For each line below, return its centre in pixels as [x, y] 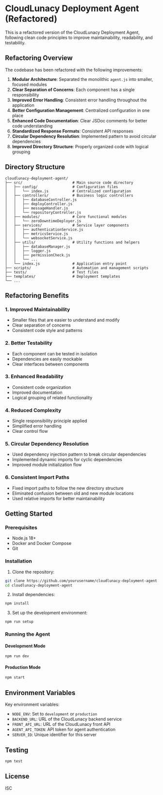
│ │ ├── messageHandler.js [37, 208]
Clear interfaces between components [50, 364]
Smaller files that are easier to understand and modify [66, 320]
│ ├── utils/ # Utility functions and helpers [72, 242]
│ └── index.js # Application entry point [66, 264]
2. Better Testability [29, 343]
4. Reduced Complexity [33, 410]
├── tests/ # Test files [52, 272]
